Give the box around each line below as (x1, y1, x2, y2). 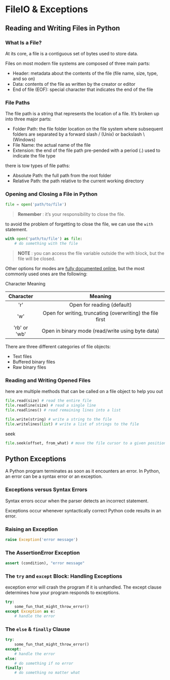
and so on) (12, 75, 35, 82)
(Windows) (12, 137, 36, 143)
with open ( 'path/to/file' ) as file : (5, 236, 82, 242)
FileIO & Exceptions (5, 4, 89, 15)
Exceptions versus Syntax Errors (5, 486, 88, 493)
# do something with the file (14, 241, 78, 246)
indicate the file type (12, 153, 56, 159)
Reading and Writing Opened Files (5, 377, 91, 384)
